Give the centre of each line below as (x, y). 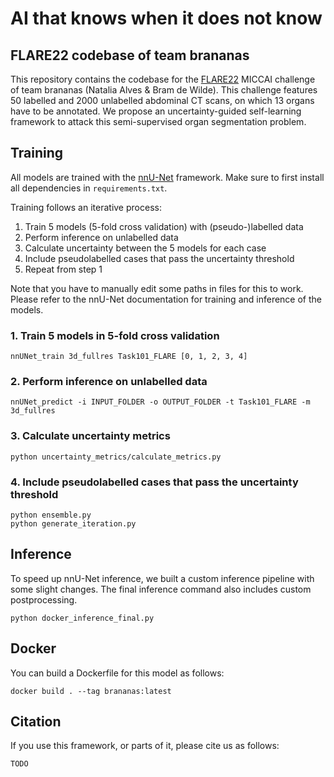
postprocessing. (44, 599)
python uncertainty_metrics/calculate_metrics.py (116, 457)
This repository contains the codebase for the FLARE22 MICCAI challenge (163, 79)
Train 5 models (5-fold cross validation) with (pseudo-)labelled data (164, 226)
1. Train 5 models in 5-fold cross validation (115, 335)
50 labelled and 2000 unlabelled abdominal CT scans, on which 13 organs (162, 100)
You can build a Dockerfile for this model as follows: (117, 673)
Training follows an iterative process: (86, 207)
